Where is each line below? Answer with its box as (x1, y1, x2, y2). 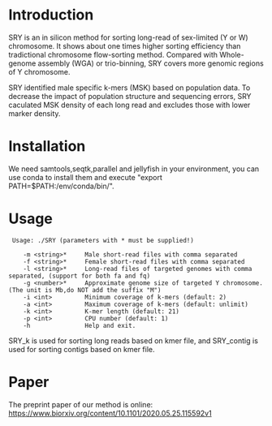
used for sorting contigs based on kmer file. (8, 344, 156, 354)
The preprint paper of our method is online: (8, 399, 153, 409)
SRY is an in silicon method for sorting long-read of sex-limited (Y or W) (8, 32, 249, 42)
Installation (8, 137, 86, 156)
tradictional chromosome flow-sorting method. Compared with (8, 49, 218, 59)
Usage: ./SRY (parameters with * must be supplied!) (11, 236, 195, 244)
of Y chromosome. (8, 67, 71, 76)
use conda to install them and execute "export (8, 172, 162, 182)
